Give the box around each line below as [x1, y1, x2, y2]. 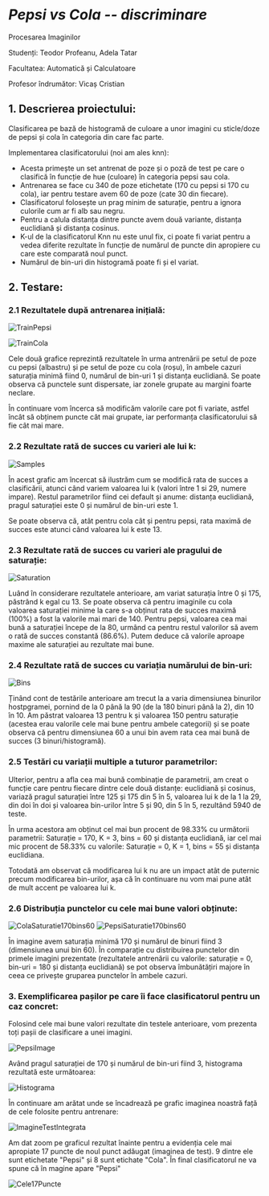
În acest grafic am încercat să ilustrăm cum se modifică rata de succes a [8, 474, 249, 484]
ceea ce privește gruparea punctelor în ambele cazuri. [8, 970, 188, 980]
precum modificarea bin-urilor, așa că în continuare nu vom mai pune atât [8, 874, 251, 883]
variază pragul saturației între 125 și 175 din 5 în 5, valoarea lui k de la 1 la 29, [8, 792, 262, 801]
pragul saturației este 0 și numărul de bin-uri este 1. [8, 500, 178, 510]
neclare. [8, 388, 35, 398]
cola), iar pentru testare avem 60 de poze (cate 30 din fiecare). [19, 189, 229, 199]
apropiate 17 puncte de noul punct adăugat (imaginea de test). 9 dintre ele [8, 1147, 254, 1157]
